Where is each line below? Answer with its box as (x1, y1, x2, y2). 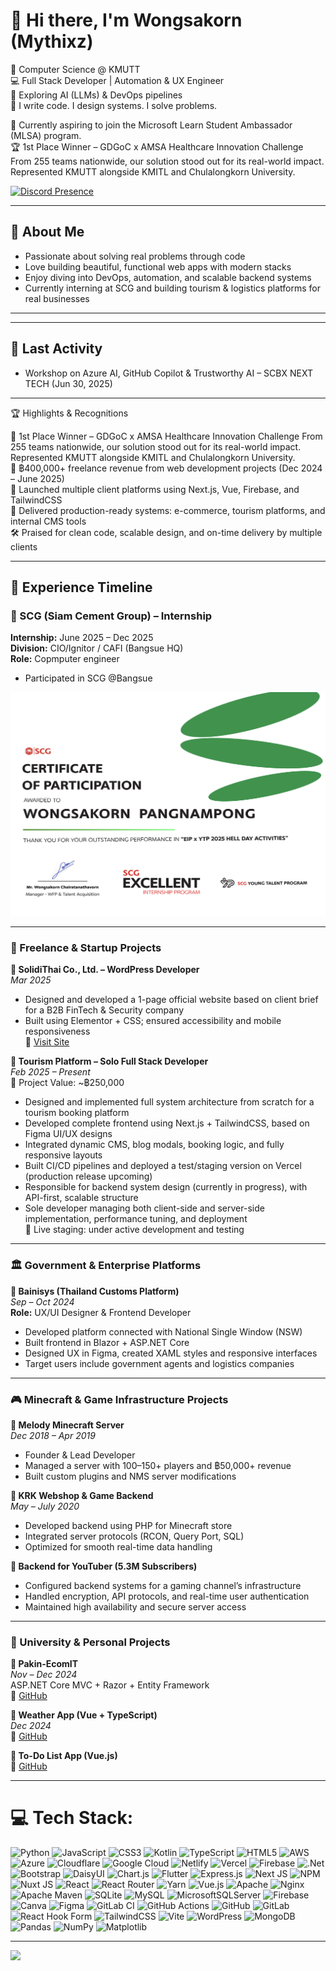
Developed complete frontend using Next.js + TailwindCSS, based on (24, 1117, 310, 1129)
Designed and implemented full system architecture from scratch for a (24, 1096, 315, 1108)
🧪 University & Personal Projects (10, 1635, 171, 1649)
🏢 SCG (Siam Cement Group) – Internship (10, 609, 213, 623)
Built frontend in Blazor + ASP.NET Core (24, 1336, 190, 1348)
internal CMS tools (10, 515, 87, 527)
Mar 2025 (10, 974, 52, 986)
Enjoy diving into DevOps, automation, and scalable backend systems (24, 271, 312, 283)
